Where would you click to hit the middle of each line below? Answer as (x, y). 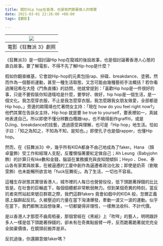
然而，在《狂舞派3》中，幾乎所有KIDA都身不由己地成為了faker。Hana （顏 (80, 147)
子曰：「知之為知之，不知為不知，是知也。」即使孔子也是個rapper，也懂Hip (79, 131)
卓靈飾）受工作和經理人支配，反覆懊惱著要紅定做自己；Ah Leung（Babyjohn (81, 153)
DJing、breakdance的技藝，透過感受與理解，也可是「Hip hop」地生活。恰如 (81, 125)
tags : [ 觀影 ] (17, 18)
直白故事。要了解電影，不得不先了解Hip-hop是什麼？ (58, 66)
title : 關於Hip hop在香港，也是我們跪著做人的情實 (51, 9)
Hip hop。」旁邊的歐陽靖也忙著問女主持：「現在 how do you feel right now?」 (81, 107)
